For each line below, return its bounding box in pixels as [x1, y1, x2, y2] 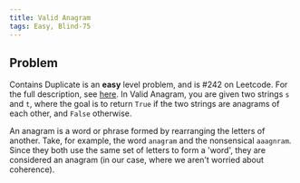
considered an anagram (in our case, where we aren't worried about [9, 155, 265, 166]
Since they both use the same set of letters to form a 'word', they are [9, 145, 266, 156]
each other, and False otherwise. [9, 108, 132, 119]
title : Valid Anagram [9, 13, 92, 23]
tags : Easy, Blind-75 [9, 22, 92, 31]
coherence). [9, 164, 55, 175]
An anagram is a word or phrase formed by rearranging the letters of [9, 126, 266, 137]
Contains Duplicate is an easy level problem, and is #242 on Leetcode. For [9, 79, 288, 91]
